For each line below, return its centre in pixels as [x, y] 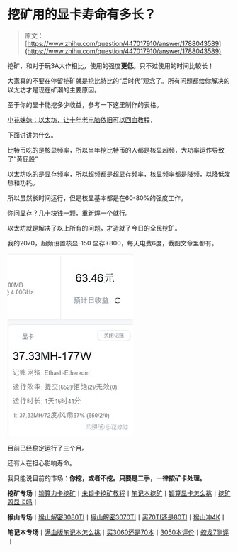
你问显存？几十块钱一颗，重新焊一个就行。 [69, 213]
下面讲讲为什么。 [32, 135]
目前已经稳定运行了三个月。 [48, 448]
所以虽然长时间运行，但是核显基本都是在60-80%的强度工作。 [97, 198]
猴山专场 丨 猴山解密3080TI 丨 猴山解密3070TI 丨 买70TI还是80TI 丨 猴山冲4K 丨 [117, 517]
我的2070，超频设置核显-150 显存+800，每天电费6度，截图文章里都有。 [113, 243]
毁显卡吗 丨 [23, 502]
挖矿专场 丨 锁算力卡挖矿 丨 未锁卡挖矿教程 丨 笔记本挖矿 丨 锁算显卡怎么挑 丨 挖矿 [119, 493]
